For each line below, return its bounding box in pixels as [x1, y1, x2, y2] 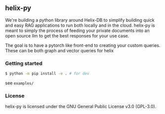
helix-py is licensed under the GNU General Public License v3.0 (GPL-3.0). [5, 104, 157, 110]
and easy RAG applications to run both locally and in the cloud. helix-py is [5, 22, 155, 28]
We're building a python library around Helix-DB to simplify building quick [5, 17, 155, 23]
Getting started [5, 60, 43, 67]
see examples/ [5, 80, 34, 86]
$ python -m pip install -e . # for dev [5, 71, 90, 76]
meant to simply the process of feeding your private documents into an [5, 27, 150, 34]
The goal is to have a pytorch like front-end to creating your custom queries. [5, 42, 161, 48]
